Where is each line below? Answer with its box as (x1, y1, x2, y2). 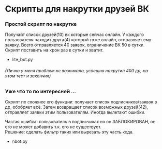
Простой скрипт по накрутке (5, 21, 77, 28)
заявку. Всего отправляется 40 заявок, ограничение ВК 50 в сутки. (5, 42, 145, 48)
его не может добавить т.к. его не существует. (5, 124, 102, 130)
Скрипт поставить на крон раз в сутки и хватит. (5, 47, 104, 53)
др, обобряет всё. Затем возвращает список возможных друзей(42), (5, 104, 148, 110)
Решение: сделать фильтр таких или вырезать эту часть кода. (5, 129, 134, 135)
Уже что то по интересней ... (5, 88, 76, 95)
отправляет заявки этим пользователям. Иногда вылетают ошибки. (5, 109, 146, 115)
